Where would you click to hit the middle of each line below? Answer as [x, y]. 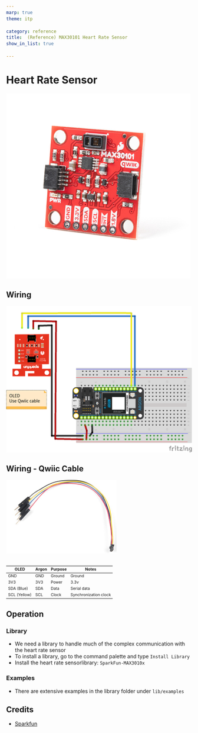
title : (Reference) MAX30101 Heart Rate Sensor [67, 38]
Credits [20, 710]
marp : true [19, 12]
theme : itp [19, 19]
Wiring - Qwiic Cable [45, 469]
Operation [25, 614]
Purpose [59, 570]
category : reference [32, 31]
